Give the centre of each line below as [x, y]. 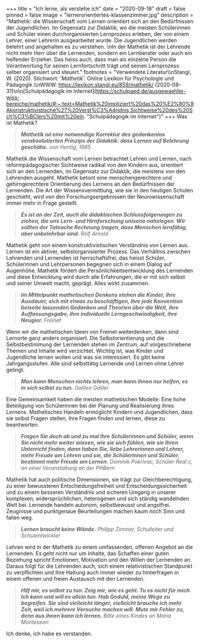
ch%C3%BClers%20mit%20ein [45, 116]
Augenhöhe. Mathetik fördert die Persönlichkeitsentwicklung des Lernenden [100, 270]
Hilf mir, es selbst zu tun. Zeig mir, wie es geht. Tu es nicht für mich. [106, 590]
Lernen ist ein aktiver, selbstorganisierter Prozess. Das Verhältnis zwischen [98, 251]
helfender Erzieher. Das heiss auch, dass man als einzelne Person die [91, 59]
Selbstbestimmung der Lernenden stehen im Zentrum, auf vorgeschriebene [99, 344]
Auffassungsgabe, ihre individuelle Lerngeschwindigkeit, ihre [99, 314]
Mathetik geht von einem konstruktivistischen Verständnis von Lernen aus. [98, 245]
